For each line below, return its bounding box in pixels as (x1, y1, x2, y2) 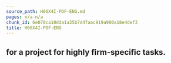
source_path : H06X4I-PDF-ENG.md (6, 8, 85, 15)
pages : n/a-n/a (6, 14, 43, 20)
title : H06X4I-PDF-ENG (6, 24, 62, 31)
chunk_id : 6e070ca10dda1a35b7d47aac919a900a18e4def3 (6, 19, 138, 25)
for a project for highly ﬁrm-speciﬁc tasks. (6, 47, 166, 57)
